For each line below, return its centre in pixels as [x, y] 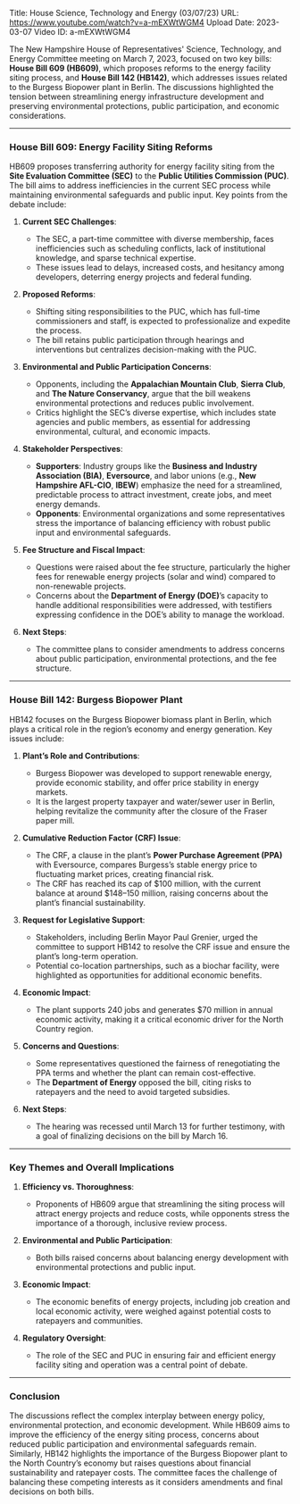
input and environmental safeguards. [103, 533]
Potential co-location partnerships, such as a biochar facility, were [157, 965]
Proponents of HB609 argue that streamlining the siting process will [160, 1204]
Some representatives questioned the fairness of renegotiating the [158, 1063]
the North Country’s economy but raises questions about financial [130, 1463]
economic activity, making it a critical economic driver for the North [159, 1019]
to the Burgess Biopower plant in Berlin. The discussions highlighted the [142, 87]
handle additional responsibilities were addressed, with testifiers [154, 606]
